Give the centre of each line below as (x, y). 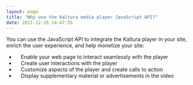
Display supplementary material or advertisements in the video (97, 76)
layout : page (22, 12)
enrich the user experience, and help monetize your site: (75, 45)
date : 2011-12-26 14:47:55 (39, 22)
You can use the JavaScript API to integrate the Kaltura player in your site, (96, 40)
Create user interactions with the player (69, 63)
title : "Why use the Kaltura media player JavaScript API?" (82, 17)
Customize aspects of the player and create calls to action (92, 70)
